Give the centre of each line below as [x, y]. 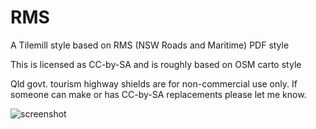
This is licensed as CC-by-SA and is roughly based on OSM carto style [156, 64]
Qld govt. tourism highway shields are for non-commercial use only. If [154, 83]
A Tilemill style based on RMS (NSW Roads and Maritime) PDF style [150, 45]
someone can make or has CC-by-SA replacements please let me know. [158, 94]
